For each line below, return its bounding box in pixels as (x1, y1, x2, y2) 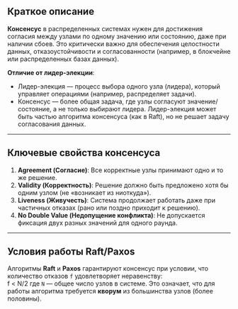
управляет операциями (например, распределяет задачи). (17, 89, 197, 98)
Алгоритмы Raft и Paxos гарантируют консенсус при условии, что (7, 264, 209, 273)
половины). (7, 294, 42, 303)
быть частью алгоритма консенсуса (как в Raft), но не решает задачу (17, 112, 229, 120)
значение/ (187, 97, 218, 106)
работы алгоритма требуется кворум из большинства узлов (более (7, 287, 214, 296)
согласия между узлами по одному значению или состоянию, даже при (7, 32, 227, 40)
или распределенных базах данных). (7, 55, 119, 63)
